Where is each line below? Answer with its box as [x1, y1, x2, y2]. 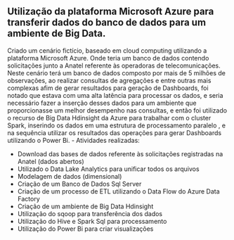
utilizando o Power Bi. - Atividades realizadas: [7, 136, 141, 144]
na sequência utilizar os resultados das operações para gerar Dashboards [7, 128, 222, 137]
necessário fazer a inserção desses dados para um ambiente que [7, 99, 197, 107]
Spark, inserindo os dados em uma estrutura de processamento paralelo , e [7, 121, 226, 130]
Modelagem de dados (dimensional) [17, 172, 122, 180]
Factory [17, 194, 40, 203]
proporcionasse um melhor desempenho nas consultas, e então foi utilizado [7, 106, 227, 115]
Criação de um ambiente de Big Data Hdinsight [17, 202, 154, 210]
